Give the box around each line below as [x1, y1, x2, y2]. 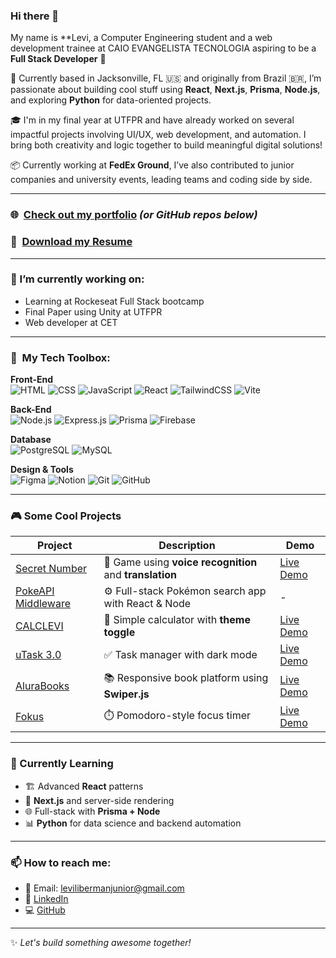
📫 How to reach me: [10, 855, 112, 869]
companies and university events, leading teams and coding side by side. [10, 174, 313, 186]
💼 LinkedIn [24, 893, 69, 904]
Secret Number [15, 562, 88, 576]
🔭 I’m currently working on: [10, 272, 145, 286]
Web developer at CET [24, 316, 118, 328]
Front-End [10, 374, 54, 386]
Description [158, 539, 216, 553]
